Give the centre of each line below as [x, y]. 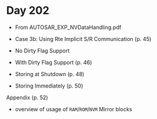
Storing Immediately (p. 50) [49, 86]
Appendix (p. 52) [27, 97]
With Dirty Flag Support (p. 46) [53, 62]
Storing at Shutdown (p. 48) [50, 74]
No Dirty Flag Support [42, 50]
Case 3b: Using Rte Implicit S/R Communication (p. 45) [83, 39]
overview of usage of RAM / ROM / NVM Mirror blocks [74, 109]
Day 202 [28, 11]
